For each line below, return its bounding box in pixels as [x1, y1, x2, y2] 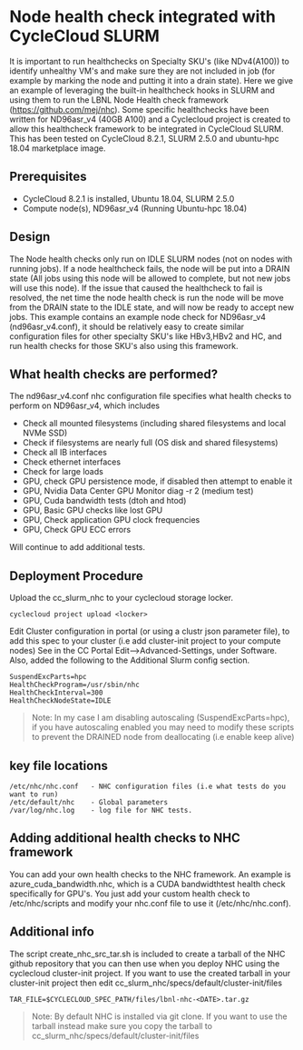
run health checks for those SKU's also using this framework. [9, 340, 239, 351]
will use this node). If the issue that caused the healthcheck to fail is [9, 282, 263, 293]
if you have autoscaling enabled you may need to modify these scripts [31, 722, 295, 733]
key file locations [9, 757, 109, 774]
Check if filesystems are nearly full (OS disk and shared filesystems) [22, 437, 279, 448]
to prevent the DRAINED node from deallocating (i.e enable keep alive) [31, 732, 295, 743]
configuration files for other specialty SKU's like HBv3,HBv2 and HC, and [9, 330, 283, 342]
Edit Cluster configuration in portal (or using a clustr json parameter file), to [9, 625, 290, 637]
